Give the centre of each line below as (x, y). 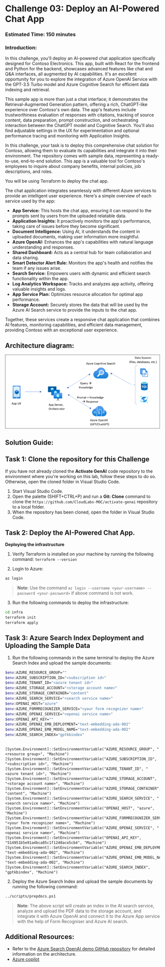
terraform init (21, 618)
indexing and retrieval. (28, 90)
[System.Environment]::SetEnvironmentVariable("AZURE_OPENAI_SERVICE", (80, 828)
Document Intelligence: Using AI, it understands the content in (76, 231)
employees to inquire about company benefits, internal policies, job (73, 166)
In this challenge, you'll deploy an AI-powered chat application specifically (80, 58)
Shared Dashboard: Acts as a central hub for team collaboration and (82, 253)
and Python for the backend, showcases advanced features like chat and (79, 69)
